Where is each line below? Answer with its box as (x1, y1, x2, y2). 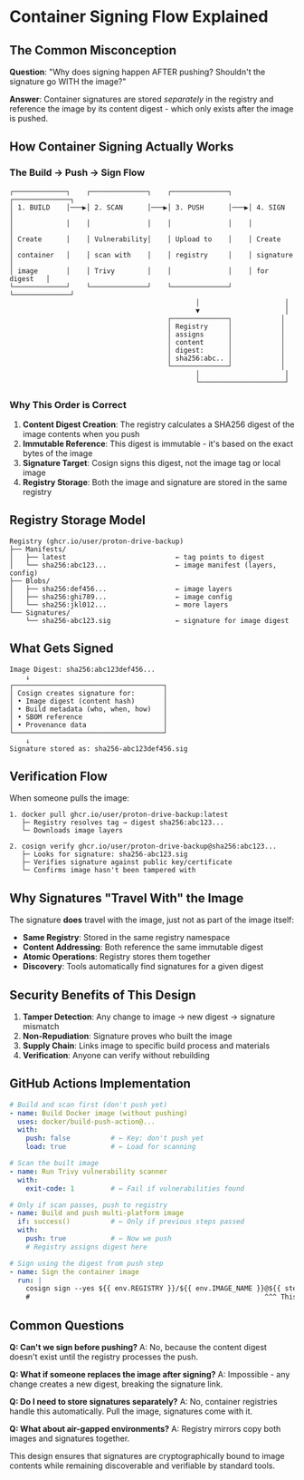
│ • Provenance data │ (9, 720, 168, 729)
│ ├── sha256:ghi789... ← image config (9, 592, 233, 601)
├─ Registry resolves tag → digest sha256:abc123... (21, 818, 224, 827)
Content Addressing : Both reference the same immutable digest (22, 941, 264, 953)
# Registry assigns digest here (25, 1242, 147, 1251)
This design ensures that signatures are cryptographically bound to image (9, 1451, 285, 1462)
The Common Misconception (9, 43, 177, 58)
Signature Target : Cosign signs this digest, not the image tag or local (22, 457, 280, 468)
